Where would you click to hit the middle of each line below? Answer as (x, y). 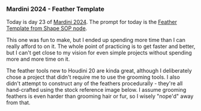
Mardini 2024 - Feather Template (55, 9)
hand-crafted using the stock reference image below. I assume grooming (96, 90)
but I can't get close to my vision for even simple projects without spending (99, 53)
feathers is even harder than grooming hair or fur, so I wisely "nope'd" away (100, 96)
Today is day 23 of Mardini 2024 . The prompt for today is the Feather (91, 22)
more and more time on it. (38, 59)
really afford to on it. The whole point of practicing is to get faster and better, (101, 46)
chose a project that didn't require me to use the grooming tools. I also (93, 77)
